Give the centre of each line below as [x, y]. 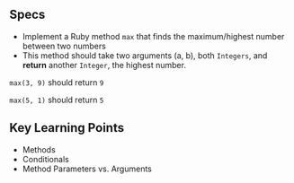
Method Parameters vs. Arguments [87, 169]
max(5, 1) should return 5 [57, 100]
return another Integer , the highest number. [104, 65]
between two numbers [64, 46]
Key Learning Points [67, 128]
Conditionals [45, 159]
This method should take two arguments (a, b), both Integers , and [145, 55]
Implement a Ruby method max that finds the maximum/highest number [153, 36]
